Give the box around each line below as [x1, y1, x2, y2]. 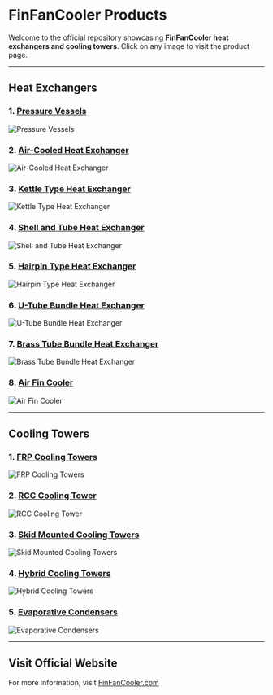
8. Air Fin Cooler [8, 377, 74, 388]
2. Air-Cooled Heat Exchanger [8, 144, 129, 155]
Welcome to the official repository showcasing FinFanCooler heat [8, 33, 229, 42]
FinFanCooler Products [8, 6, 167, 24]
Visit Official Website [8, 656, 118, 670]
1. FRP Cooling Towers [8, 452, 97, 463]
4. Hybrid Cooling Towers [8, 567, 111, 579]
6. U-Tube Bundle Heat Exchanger [8, 299, 145, 311]
